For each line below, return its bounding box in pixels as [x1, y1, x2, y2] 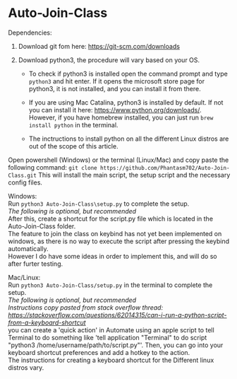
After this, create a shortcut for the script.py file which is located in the [8, 214, 214, 223]
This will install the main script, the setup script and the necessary [38, 170, 231, 179]
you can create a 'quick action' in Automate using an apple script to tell [8, 325, 214, 334]
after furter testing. [8, 260, 63, 268]
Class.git [8, 172, 37, 179]
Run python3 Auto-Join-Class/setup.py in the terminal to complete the [8, 281, 213, 289]
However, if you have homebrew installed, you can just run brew [28, 113, 214, 122]
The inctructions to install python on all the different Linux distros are [28, 134, 229, 143]
